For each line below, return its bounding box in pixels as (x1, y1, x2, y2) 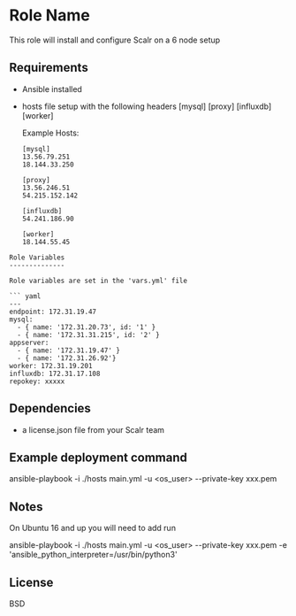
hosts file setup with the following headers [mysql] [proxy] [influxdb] (21, 101, 272, 112)
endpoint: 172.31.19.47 (9, 307, 97, 316)
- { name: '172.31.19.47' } (17, 346, 121, 355)
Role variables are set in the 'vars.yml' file (9, 276, 188, 285)
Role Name (9, 5, 90, 26)
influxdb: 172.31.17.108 (9, 369, 101, 378)
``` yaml (9, 291, 42, 301)
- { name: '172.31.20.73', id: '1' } (17, 322, 156, 332)
